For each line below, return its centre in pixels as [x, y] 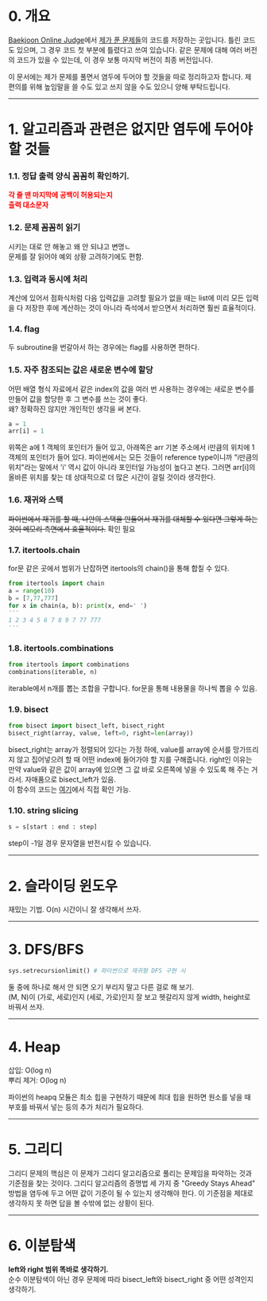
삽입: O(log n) [30, 1070]
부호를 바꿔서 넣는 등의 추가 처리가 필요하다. [76, 1107]
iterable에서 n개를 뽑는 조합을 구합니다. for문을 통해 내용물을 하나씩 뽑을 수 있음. [133, 688]
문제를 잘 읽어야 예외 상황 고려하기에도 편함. [76, 257]
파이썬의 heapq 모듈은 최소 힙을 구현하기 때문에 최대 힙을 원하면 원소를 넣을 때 [130, 1097]
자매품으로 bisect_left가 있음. [71, 780]
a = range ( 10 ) [32, 590]
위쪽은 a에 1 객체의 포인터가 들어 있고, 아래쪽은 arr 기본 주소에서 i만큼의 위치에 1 [132, 448]
